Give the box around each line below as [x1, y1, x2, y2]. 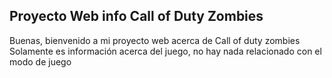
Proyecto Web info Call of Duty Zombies [9, 8, 264, 25]
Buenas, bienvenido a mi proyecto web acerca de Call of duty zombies [9, 34, 301, 46]
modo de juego [9, 55, 72, 68]
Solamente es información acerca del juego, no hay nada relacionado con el [9, 45, 322, 57]
